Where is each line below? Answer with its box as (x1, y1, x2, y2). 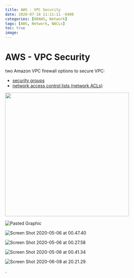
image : (5, 30, 19, 35)
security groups (12, 77, 45, 83)
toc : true (5, 26, 26, 31)
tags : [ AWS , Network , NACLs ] (5, 21, 65, 26)
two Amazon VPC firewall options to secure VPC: (5, 68, 105, 74)
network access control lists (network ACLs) (12, 83, 103, 89)
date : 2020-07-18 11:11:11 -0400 (5, 12, 74, 17)
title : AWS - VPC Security (5, 7, 61, 12)
